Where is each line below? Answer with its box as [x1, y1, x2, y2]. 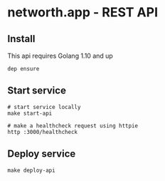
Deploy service [7, 148, 76, 160]
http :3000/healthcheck [7, 128, 78, 135]
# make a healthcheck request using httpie [7, 122, 139, 129]
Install [7, 33, 36, 45]
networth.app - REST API [7, 4, 159, 21]
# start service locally [7, 103, 81, 110]
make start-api [7, 110, 53, 117]
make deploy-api [7, 167, 55, 174]
